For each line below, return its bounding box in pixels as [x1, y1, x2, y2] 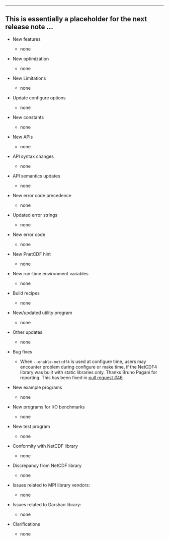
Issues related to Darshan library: [12, 501, 81, 507]
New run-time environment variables [12, 270, 89, 276]
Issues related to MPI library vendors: [12, 482, 91, 488]
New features [12, 36, 41, 42]
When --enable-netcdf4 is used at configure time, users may [20, 358, 146, 365]
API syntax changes [12, 153, 54, 159]
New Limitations [12, 75, 46, 81]
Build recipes [12, 290, 40, 296]
